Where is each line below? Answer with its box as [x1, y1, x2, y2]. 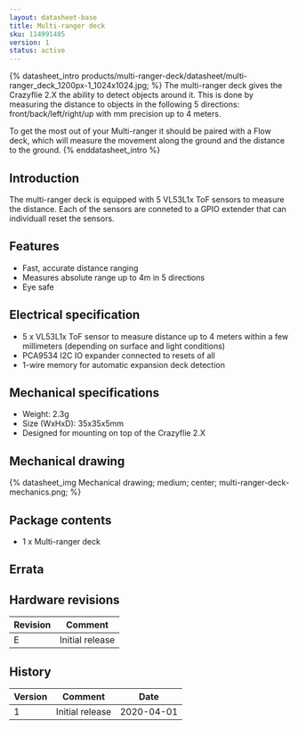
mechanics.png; [9, 487, 68, 497]
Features [9, 239, 60, 254]
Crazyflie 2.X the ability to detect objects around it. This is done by [9, 90, 254, 101]
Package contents [9, 512, 112, 528]
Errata [9, 562, 44, 577]
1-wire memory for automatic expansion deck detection [21, 359, 225, 370]
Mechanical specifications [9, 385, 160, 400]
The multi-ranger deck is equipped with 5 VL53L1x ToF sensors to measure [9, 193, 285, 205]
